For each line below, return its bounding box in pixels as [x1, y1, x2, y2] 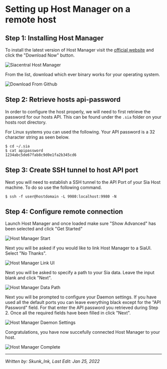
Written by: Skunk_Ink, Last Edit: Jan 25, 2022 [5, 359, 100, 365]
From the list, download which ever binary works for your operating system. [5, 72, 161, 77]
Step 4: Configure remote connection [5, 208, 123, 216]
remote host [5, 14, 56, 25]
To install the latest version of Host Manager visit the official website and [5, 47, 154, 53]
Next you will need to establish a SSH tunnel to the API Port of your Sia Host [5, 179, 161, 185]
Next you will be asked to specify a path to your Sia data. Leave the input [5, 270, 155, 276]
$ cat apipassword [5, 148, 43, 153]
